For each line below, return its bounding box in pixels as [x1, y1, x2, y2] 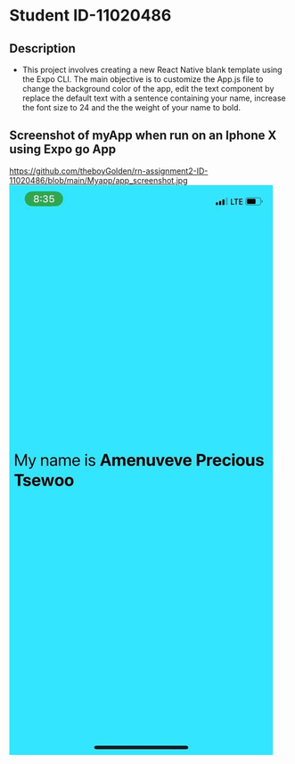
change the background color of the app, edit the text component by [21, 84, 275, 93]
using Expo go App [9, 142, 117, 157]
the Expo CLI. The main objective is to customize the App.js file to [21, 74, 264, 85]
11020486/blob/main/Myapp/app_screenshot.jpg [9, 175, 189, 185]
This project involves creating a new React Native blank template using [21, 64, 283, 75]
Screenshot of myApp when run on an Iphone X [9, 128, 277, 143]
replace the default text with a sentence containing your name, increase [21, 93, 287, 103]
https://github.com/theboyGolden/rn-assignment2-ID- [9, 166, 209, 176]
